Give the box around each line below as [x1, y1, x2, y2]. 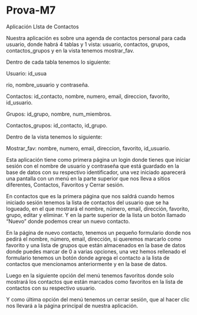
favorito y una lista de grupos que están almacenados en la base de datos [6, 241, 186, 248]
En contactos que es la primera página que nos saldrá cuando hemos [6, 192, 175, 199]
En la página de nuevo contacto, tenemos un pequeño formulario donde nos [6, 229, 191, 236]
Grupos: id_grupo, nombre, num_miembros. [6, 110, 112, 117]
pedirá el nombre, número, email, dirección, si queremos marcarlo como [6, 235, 182, 242]
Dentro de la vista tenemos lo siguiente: [6, 133, 103, 140]
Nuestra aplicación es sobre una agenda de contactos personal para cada [6, 34, 186, 41]
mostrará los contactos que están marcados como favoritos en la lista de [6, 278, 183, 285]
